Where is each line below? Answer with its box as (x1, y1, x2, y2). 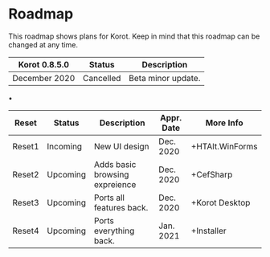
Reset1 (12, 141, 39, 152)
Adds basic (93, 158, 137, 169)
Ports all (93, 192, 125, 203)
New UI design (93, 141, 150, 152)
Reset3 (12, 197, 39, 208)
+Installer (190, 225, 227, 236)
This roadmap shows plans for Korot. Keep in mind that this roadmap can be (8, 31, 260, 41)
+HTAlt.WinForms (190, 141, 258, 152)
